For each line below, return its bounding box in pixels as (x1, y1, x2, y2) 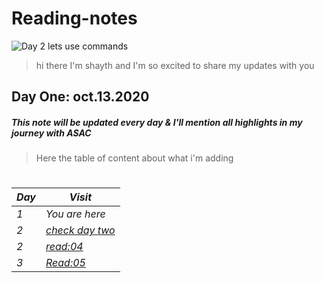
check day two (45, 223, 116, 237)
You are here (45, 207, 106, 221)
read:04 (45, 240, 84, 254)
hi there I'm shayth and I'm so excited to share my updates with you (35, 59, 315, 71)
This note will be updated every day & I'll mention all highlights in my (11, 116, 303, 128)
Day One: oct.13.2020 (11, 88, 150, 106)
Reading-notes (11, 7, 138, 30)
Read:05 (45, 256, 86, 270)
